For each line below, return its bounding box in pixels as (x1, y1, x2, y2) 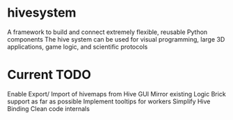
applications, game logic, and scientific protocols (7, 42, 148, 51)
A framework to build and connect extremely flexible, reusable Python (7, 28, 208, 36)
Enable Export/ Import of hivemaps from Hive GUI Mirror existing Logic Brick (7, 89, 226, 98)
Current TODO (7, 67, 92, 83)
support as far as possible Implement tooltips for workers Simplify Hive (7, 97, 211, 105)
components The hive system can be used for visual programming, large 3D (7, 35, 225, 43)
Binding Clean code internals (7, 104, 90, 112)
